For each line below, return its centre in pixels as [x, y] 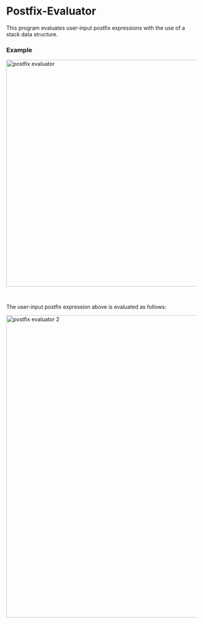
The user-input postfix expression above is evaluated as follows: [86, 307]
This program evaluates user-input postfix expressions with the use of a [96, 28]
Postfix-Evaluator [51, 11]
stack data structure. [32, 34]
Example [19, 50]
